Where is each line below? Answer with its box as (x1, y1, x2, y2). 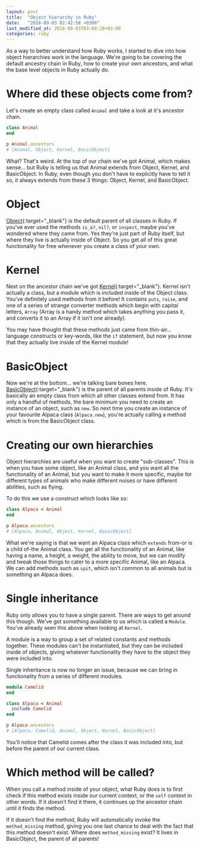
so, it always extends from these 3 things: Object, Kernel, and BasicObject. (6, 177, 189, 184)
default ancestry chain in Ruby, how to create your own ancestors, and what (6, 60, 193, 67)
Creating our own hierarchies (6, 438, 154, 452)
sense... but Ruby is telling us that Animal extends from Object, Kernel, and (6, 163, 189, 171)
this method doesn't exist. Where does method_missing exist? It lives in (6, 828, 179, 835)
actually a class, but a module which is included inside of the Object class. (6, 289, 189, 296)
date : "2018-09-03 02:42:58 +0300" (6, 20, 100, 26)
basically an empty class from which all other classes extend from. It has (6, 392, 185, 400)
